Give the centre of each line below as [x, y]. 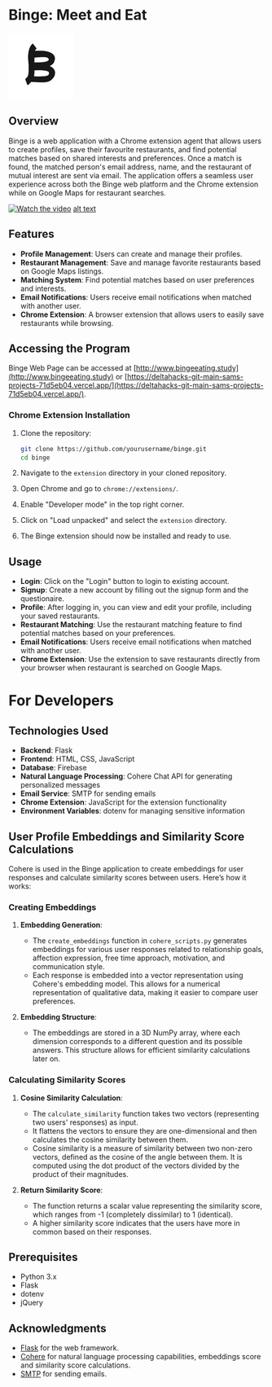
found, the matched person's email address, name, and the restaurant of [130, 167]
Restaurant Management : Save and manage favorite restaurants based [140, 262]
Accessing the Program [69, 348]
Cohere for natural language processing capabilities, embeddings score [140, 1357]
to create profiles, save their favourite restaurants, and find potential [123, 149]
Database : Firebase [53, 768]
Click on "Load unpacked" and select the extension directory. [123, 520]
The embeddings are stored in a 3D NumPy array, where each [136, 1033]
